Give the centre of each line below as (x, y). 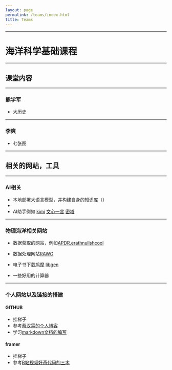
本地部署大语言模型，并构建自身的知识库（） (60, 200)
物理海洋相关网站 (26, 231)
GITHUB (14, 307)
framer (13, 344)
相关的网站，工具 (32, 166)
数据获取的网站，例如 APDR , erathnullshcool (58, 243)
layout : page (19, 10)
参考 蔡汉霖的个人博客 (35, 326)
